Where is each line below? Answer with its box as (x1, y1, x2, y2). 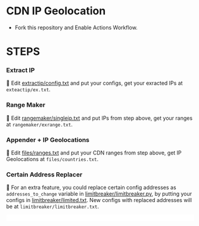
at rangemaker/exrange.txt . (6, 120, 73, 128)
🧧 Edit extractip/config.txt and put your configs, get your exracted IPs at (6, 79, 183, 87)
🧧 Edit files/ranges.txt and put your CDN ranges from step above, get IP (6, 149, 182, 156)
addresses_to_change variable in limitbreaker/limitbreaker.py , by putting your (6, 190, 192, 197)
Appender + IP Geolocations (6, 135, 90, 144)
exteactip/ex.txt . (6, 86, 51, 93)
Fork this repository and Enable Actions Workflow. (14, 24, 138, 31)
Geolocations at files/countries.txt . (6, 156, 99, 163)
